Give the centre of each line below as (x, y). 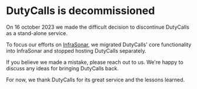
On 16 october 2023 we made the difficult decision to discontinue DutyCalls (98, 27)
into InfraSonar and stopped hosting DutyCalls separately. (76, 50)
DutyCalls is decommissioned (81, 11)
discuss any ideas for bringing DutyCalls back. (62, 68)
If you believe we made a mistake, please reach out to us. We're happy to (95, 62)
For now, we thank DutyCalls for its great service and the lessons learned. (96, 80)
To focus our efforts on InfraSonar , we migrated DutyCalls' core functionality (99, 44)
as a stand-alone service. (37, 33)
